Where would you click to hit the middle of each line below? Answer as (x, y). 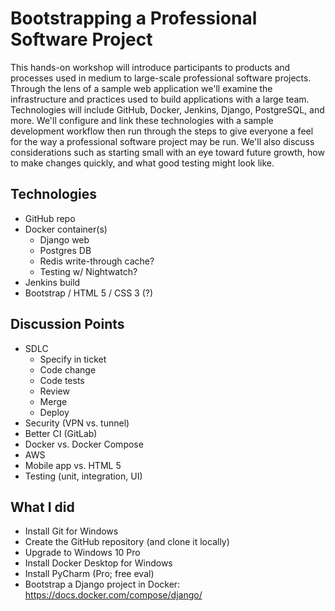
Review (54, 391)
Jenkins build (52, 282)
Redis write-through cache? (97, 261)
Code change (68, 369)
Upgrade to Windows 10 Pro (82, 553)
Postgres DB (65, 250)
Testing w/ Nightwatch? (88, 271)
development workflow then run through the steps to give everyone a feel (162, 131)
